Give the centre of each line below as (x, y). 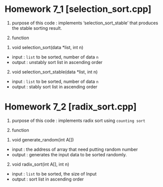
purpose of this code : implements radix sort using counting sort (79, 121)
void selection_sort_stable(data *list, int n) (55, 72)
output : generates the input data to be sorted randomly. (69, 154)
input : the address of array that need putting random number (75, 149)
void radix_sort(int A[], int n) (41, 164)
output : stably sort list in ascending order (55, 87)
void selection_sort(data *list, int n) (47, 47)
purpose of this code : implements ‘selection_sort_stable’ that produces (85, 23)
